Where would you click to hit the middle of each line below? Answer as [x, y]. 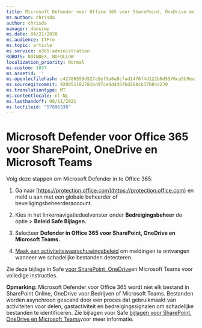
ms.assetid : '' [25, 73]
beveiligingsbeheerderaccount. [54, 203]
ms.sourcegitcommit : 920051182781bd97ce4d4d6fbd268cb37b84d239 [87, 85]
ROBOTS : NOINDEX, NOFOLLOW [40, 57]
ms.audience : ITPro [31, 40]
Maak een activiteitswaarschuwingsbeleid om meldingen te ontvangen [102, 251]
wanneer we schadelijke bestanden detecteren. [74, 258]
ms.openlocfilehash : [32, 79]
